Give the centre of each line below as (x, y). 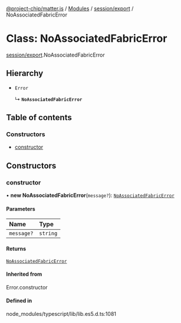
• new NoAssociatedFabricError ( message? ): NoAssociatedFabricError (90, 195)
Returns (16, 248)
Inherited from (24, 274)
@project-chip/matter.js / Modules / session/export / (70, 9)
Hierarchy (25, 73)
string (48, 233)
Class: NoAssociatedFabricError (87, 39)
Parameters (21, 209)
